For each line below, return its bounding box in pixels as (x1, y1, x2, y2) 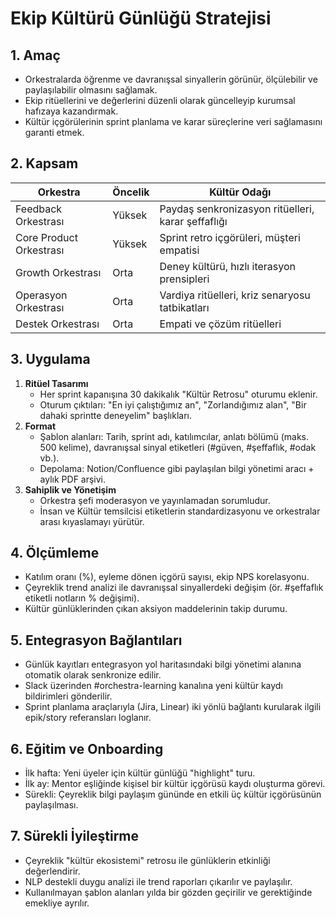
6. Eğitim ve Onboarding (10, 740, 164, 757)
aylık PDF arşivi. (39, 473, 107, 485)
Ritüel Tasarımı (24, 377, 89, 389)
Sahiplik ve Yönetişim (24, 483, 117, 496)
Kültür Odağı (209, 185, 272, 199)
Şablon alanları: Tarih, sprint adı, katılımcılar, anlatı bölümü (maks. (39, 430, 309, 442)
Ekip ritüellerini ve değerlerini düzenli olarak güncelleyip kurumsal (24, 95, 296, 106)
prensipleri (159, 272, 210, 286)
